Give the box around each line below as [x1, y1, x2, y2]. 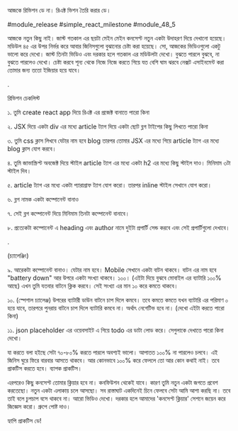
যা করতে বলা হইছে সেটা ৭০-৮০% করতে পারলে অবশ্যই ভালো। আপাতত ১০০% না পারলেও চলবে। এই [7, 348, 218, 356]
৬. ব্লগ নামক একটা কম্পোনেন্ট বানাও [7, 195, 79, 203]
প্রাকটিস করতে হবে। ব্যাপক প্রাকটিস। [7, 364, 83, 372]
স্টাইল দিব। [7, 167, 32, 175]
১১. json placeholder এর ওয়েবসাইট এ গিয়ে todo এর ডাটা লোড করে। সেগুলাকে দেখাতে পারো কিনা [7, 326, 224, 334]
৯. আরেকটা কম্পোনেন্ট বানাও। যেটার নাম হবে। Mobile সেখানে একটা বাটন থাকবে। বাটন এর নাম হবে [7, 266, 217, 274]
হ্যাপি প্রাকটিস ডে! [7, 417, 42, 425]
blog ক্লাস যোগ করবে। [7, 145, 57, 153]
